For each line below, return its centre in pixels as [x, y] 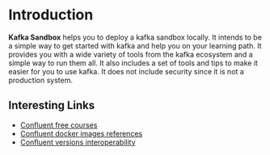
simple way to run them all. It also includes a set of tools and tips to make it [133, 63]
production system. [40, 80]
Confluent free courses [59, 125]
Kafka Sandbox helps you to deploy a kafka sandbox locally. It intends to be [135, 37]
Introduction [51, 15]
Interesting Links [52, 105]
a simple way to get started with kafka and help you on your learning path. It [135, 45]
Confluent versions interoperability [78, 142]
